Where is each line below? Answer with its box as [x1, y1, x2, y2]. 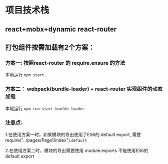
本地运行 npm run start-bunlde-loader [5, 105, 85, 111]
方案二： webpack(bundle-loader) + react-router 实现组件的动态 [5, 86, 163, 93]
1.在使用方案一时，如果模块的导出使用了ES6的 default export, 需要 [5, 131, 141, 137]
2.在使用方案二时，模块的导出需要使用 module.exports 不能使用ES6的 [5, 147, 148, 153]
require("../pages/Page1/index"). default [5, 137, 87, 143]
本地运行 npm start [5, 72, 44, 78]
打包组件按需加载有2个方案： [5, 43, 95, 52]
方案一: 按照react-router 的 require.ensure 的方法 [5, 59, 125, 66]
